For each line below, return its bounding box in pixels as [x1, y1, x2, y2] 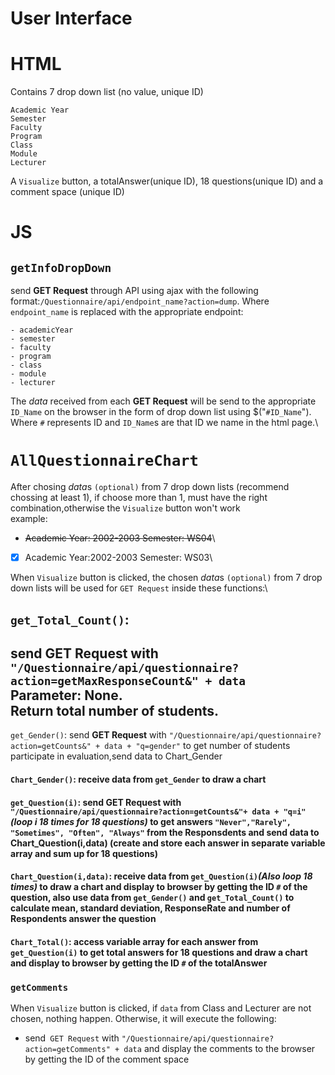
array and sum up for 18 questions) [10, 847, 158, 859]
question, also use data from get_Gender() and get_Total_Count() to [10, 892, 295, 904]
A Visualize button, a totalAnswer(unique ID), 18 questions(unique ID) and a [10, 175, 324, 187]
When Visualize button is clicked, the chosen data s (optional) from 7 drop [10, 572, 323, 584]
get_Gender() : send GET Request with [10, 729, 167, 741]
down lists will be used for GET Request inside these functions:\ [10, 582, 268, 594]
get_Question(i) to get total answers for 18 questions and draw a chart [10, 946, 308, 958]
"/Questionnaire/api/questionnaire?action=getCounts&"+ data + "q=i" [10, 807, 307, 817]
